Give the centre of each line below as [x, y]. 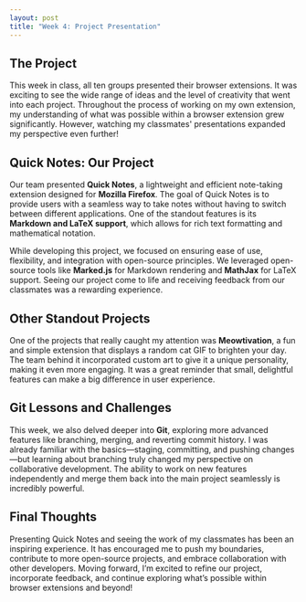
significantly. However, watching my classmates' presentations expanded [148, 124]
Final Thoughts [53, 517]
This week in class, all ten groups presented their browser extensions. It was [153, 85]
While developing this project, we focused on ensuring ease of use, [136, 251]
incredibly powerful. [47, 488]
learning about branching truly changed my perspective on [142, 459]
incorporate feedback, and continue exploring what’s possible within [138, 577]
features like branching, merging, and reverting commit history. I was [139, 439]
